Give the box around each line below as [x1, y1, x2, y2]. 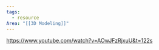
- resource [12, 15, 39, 21]
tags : [6, 9, 20, 15]
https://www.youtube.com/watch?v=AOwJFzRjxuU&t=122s [6, 37, 153, 45]
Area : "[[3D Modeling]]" [6, 20, 69, 26]
